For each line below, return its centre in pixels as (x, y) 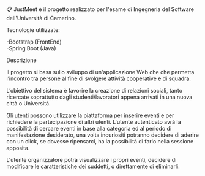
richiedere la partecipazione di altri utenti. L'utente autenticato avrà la (94, 122)
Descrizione (21, 60)
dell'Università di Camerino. (41, 18)
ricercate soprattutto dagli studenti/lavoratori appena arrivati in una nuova (99, 97)
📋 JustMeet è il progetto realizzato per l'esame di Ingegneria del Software (100, 9)
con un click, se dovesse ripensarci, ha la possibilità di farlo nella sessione (100, 141)
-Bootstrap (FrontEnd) (34, 42)
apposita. (18, 148)
